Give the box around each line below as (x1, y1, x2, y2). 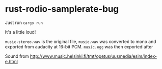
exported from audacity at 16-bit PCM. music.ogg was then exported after (5, 44, 153, 49)
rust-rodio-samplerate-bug (5, 3, 119, 15)
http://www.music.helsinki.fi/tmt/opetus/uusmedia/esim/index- (30, 53, 157, 59)
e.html (5, 58, 18, 64)
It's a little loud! (5, 29, 36, 35)
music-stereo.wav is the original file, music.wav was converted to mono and (5, 38, 156, 45)
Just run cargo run (5, 20, 43, 25)
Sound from (5, 53, 29, 59)
